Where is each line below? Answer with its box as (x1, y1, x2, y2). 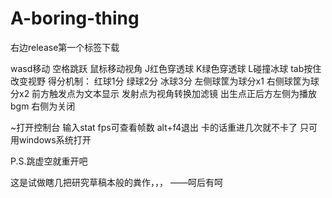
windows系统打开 (18, 133, 92, 146)
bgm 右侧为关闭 (10, 100, 76, 112)
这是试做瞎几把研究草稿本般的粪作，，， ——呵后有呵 (10, 176, 223, 188)
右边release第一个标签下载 (10, 41, 120, 53)
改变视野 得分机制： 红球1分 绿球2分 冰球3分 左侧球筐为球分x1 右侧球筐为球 (10, 75, 320, 87)
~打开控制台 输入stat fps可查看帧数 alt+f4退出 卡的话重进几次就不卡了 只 (10, 121, 309, 133)
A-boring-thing (10, 7, 140, 30)
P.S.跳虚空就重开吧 (10, 155, 88, 167)
